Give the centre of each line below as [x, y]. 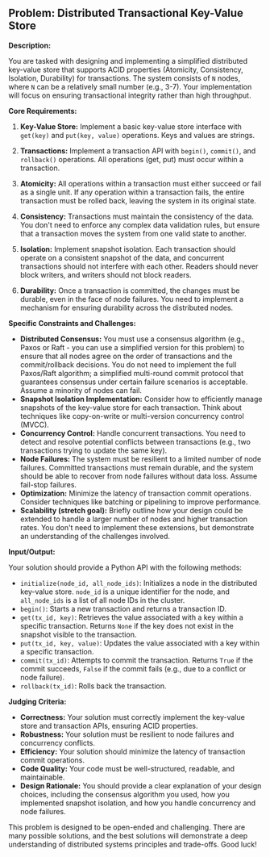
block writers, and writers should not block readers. [106, 274]
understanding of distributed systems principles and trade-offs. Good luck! [133, 844]
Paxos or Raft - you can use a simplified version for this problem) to [132, 347]
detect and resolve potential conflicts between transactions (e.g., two [135, 441]
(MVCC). [35, 424]
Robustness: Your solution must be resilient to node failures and [127, 734]
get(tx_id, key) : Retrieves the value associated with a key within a [131, 617]
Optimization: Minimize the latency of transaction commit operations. [135, 493]
